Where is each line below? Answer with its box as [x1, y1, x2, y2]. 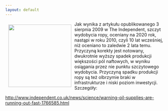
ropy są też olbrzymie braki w [74, 74, 136, 80]
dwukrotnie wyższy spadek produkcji [74, 53, 152, 59]
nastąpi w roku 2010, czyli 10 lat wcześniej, [74, 37, 163, 43]
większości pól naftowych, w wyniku [74, 58, 150, 64]
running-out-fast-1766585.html [5, 99, 69, 105]
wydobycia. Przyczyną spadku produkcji [74, 68, 158, 75]
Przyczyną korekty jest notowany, [74, 47, 144, 53]
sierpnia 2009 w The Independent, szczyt [74, 26, 161, 32]
